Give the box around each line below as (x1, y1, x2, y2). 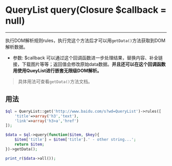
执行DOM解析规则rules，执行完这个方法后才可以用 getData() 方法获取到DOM (5, 37, 165, 44)
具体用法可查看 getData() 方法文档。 (17, 78, 93, 85)
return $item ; (14, 142, 45, 147)
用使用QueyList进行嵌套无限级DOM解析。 (12, 67, 102, 73)
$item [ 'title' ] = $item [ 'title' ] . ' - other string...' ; (14, 137, 137, 142)
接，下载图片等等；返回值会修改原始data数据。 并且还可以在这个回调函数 (12, 61, 166, 67)
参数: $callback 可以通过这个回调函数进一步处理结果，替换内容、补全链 (12, 54, 163, 60)
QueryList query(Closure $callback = (5, 4, 167, 16)
